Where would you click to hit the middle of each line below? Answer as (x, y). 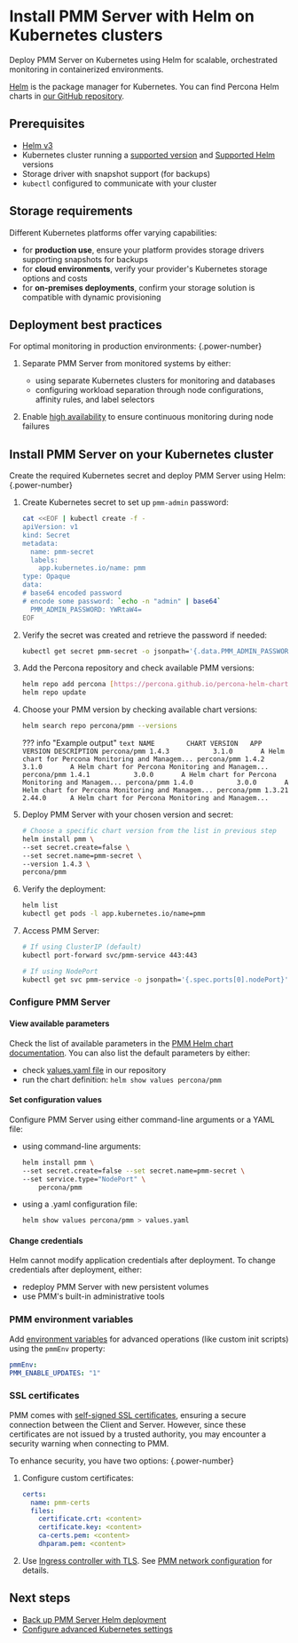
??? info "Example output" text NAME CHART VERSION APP (142, 743)
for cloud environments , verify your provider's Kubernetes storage (145, 268)
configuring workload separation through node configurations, (149, 390)
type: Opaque (46, 577)
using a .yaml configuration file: (79, 1204)
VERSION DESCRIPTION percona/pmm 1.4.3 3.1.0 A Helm (153, 752)
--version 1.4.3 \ (56, 864)
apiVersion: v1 (50, 527)
